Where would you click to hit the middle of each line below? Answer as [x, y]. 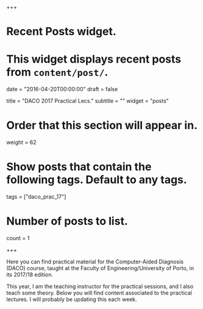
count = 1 [18, 238]
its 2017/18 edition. [30, 274]
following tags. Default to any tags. [97, 180]
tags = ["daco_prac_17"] [36, 196]
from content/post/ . [57, 72]
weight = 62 [21, 142]
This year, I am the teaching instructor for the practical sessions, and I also [100, 286]
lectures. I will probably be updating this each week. [72, 299]
